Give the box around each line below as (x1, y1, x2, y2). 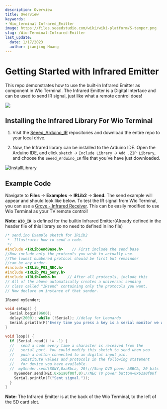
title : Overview (5, 12, 39, 17)
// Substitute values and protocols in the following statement (9, 357, 150, 362)
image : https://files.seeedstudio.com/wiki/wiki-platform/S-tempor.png (5, 26, 157, 31)
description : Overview (5, 7, 52, 12)
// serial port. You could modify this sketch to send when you (9, 348, 150, 353)
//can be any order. (5, 261, 48, 266)
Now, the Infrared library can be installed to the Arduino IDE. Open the (12, 145, 156, 151)
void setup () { (5, 307, 37, 311)
